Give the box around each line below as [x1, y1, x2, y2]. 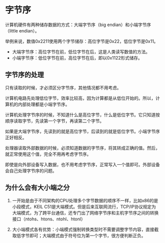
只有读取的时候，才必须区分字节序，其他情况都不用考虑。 [5, 85, 121, 91]
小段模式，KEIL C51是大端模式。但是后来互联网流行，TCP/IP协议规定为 [12, 204, 156, 210]
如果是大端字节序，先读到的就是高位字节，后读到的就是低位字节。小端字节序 [5, 128, 160, 134]
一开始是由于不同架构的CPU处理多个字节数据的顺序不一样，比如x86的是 [12, 197, 159, 203]
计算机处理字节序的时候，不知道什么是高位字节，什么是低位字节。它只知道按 [5, 112, 160, 118]
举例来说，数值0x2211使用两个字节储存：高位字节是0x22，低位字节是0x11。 [5, 38, 159, 44]
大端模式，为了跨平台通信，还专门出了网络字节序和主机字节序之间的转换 [12, 210, 159, 215]
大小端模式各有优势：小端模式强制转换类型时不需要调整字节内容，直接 [12, 226, 155, 232]
